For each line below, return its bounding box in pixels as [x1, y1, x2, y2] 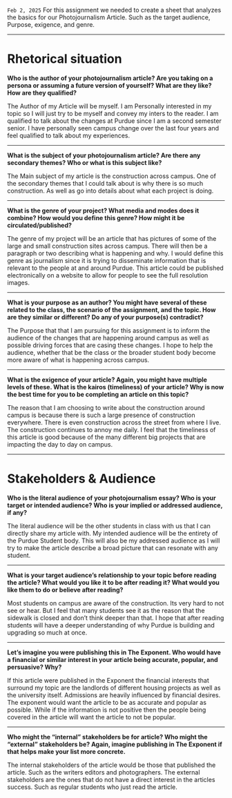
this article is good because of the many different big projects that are [7, 433, 206, 441]
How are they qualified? [7, 88, 77, 97]
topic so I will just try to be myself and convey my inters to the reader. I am [7, 109, 219, 117]
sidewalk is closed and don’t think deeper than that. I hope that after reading [7, 614, 224, 622]
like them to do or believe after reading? [7, 585, 124, 594]
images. [7, 278, 30, 286]
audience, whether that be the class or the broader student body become [7, 348, 216, 356]
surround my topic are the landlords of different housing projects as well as [7, 683, 221, 692]
